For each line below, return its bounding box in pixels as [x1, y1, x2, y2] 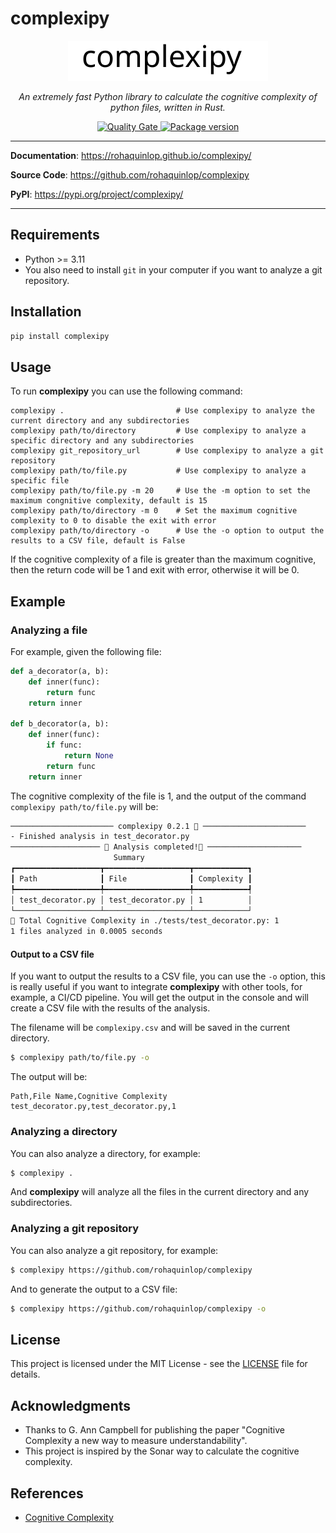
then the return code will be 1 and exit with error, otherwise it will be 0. [10, 564, 300, 576]
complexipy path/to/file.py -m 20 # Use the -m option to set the [10, 486, 311, 496]
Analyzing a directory [10, 1125, 118, 1139]
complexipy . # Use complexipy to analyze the [10, 406, 315, 416]
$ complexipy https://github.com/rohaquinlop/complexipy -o [10, 1303, 267, 1314]
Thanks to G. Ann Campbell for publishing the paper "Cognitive [24, 1424, 285, 1436]
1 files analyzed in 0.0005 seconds [10, 927, 163, 937]
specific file [10, 476, 70, 486]
